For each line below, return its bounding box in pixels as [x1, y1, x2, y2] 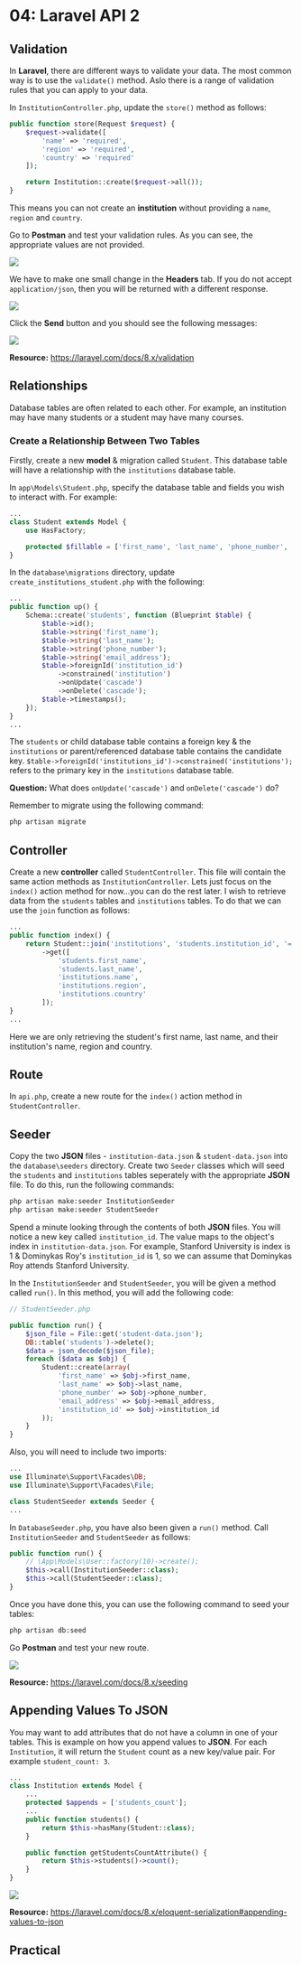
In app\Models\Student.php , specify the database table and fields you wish [9, 482, 285, 493]
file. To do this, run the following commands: [9, 1180, 175, 1191]
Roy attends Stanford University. [9, 1260, 130, 1271]
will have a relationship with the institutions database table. [9, 464, 236, 475]
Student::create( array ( [41, 1363, 131, 1372]
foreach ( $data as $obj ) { [25, 1354, 127, 1364]
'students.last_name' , [57, 964, 143, 974]
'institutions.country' [57, 990, 147, 999]
